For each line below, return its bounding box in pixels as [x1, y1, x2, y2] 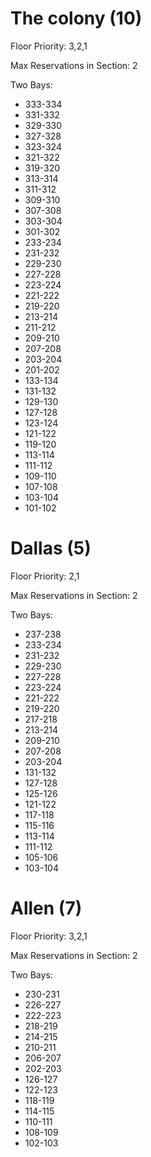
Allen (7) [10, 897, 83, 920]
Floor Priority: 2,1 [10, 570, 80, 582]
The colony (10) [10, 7, 143, 30]
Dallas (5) [10, 537, 92, 560]
